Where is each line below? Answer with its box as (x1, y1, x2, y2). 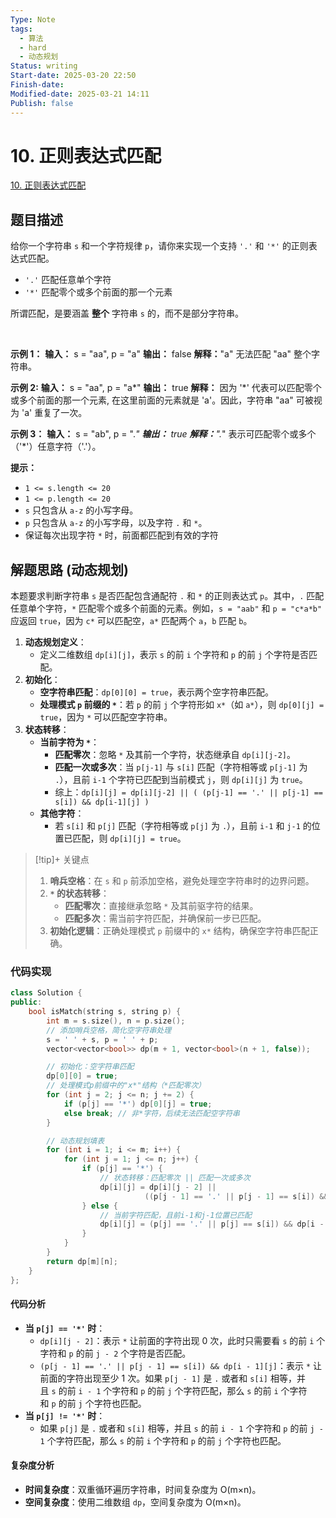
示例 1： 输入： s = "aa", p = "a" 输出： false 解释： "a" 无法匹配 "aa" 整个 (10, 348, 312, 360)
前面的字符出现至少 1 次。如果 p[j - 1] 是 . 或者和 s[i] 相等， (39, 1372, 297, 1384)
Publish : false (10, 98, 74, 108)
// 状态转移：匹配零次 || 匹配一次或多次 (99, 1173, 251, 1183)
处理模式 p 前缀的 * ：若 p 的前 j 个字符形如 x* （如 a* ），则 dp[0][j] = (39, 699, 325, 711)
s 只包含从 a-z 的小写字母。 (24, 504, 139, 516)
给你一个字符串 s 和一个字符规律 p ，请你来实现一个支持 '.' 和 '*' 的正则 (10, 240, 309, 252)
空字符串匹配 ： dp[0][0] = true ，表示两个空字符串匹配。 (39, 686, 274, 698)
